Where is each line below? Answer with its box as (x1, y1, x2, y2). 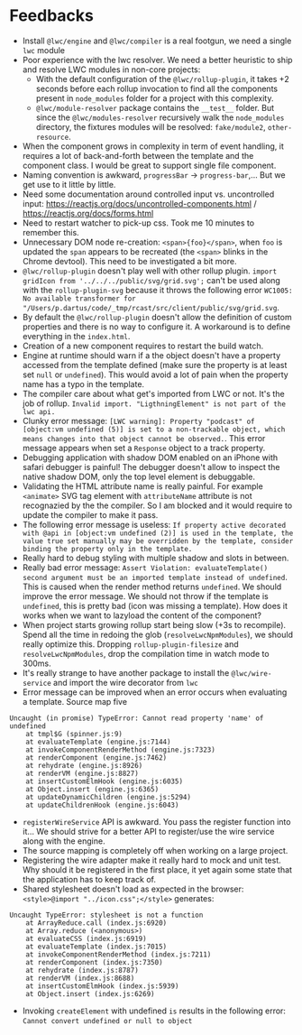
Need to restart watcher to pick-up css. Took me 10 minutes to (22, 217, 255, 228)
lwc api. (22, 407, 56, 416)
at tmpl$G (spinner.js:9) (25, 729, 124, 738)
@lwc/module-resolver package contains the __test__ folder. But (35, 102, 275, 113)
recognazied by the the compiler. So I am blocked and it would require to (22, 500, 293, 511)
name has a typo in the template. (22, 378, 145, 389)
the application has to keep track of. (22, 873, 156, 884)
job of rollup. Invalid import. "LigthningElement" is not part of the (22, 398, 287, 409)
